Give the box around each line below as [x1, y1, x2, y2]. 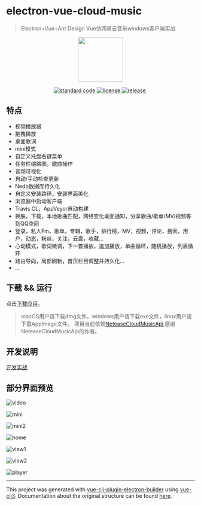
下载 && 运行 [6, 283, 53, 293]
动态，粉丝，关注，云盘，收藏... [25, 235, 103, 242]
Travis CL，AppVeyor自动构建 [14, 205, 89, 212]
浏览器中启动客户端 [14, 197, 63, 205]
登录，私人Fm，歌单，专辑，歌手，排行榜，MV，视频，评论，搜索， [14, 227, 184, 235]
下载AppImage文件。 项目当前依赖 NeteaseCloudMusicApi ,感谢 [20, 320, 175, 327]
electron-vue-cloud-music [6, 4, 142, 18]
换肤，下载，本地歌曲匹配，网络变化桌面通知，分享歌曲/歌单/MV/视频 [14, 212, 187, 220]
